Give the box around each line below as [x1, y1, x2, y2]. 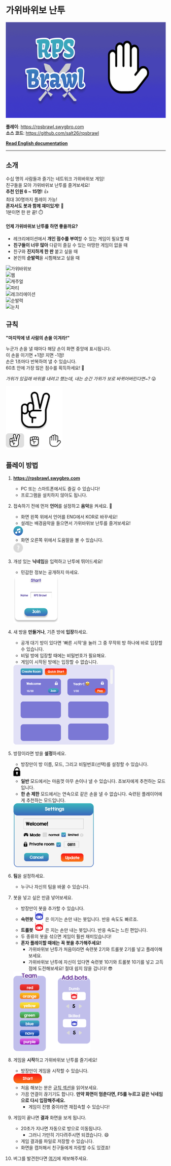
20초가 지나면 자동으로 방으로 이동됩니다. [20, 1125, 102, 1131]
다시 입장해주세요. [30, 1097, 65, 1103]
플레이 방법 [6, 461, 39, 470]
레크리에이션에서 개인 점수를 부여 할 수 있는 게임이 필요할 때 [13, 235, 129, 241]
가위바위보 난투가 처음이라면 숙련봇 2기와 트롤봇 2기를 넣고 [28, 946, 145, 952]
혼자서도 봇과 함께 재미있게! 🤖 [6, 203, 64, 209]
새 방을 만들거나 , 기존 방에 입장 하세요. [13, 629, 88, 635]
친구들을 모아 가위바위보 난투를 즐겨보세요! [6, 182, 90, 188]
